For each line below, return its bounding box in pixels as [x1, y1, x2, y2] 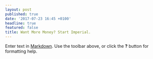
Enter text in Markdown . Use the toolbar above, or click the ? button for [5, 43, 149, 49]
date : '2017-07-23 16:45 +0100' [5, 16, 71, 21]
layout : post [5, 7, 32, 12]
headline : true [5, 20, 36, 26]
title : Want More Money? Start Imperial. [5, 30, 91, 35]
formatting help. [5, 48, 38, 54]
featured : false [5, 25, 38, 30]
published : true [5, 12, 38, 17]
